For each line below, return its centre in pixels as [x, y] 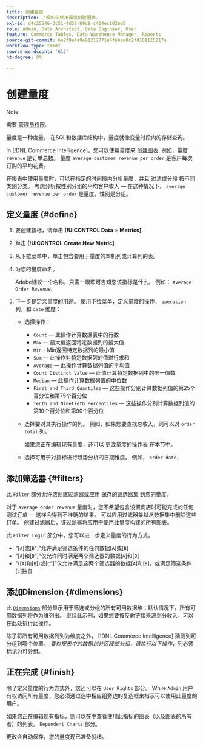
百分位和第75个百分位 [60, 396]
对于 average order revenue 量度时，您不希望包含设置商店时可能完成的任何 [100, 507]
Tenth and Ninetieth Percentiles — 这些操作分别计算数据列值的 [114, 403]
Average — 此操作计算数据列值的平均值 [82, 365]
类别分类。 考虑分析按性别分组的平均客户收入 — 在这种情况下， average [96, 186]
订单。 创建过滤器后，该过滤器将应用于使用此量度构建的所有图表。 [89, 522]
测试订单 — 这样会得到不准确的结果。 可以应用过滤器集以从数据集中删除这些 [101, 515]
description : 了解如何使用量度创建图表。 [53, 18]
